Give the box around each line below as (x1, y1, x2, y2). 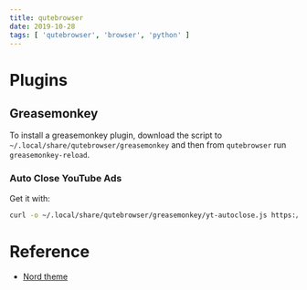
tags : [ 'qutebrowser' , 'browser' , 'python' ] (9, 30, 190, 39)
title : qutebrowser (9, 13, 84, 23)
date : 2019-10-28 (9, 22, 76, 31)
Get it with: (9, 192, 50, 203)
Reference (9, 241, 90, 262)
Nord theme (22, 271, 69, 283)
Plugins (9, 69, 69, 90)
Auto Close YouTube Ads (9, 172, 122, 185)
